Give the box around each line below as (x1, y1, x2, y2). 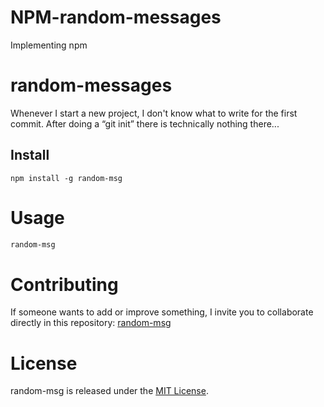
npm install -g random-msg (10, 173, 123, 183)
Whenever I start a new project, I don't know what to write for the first (10, 107, 298, 119)
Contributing (10, 273, 119, 296)
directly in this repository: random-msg (10, 317, 172, 329)
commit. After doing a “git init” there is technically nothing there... (10, 117, 280, 130)
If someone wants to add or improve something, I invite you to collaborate (10, 306, 314, 318)
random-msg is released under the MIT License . (10, 385, 209, 397)
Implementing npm (10, 39, 88, 51)
